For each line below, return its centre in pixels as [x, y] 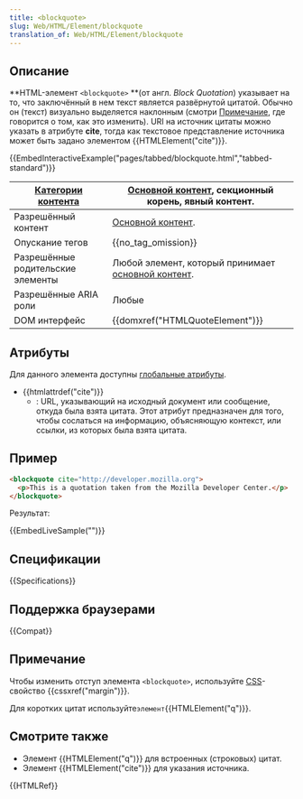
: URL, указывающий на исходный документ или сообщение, [153, 401]
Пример [33, 458]
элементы [36, 280]
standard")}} [32, 168]
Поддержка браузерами [83, 609]
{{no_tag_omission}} [155, 243]
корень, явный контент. [201, 201]
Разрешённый [45, 217]
